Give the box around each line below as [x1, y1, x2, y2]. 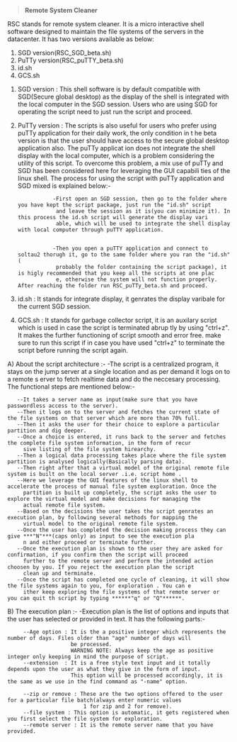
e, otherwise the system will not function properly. [55, 276, 218, 283]
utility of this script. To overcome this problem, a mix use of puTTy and [17, 159, 224, 167]
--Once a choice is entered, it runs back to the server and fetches [16, 433, 226, 441]
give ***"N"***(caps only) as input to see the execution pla [7, 533, 195, 540]
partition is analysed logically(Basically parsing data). [7, 458, 185, 465]
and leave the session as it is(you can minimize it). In [55, 208, 231, 215]
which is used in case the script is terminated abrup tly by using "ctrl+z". [17, 323, 230, 332]
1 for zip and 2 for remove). [83, 703, 173, 710]
